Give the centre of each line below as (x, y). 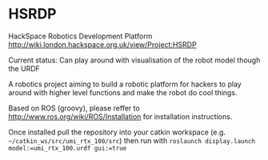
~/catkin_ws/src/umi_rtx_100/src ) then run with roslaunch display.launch (132, 140)
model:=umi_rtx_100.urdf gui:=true (68, 148)
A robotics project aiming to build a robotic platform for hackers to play (125, 84)
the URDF (24, 68)
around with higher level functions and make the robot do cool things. (123, 92)
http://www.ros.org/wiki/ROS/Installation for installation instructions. (120, 116)
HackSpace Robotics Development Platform (80, 36)
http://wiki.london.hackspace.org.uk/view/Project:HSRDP (103, 44)
